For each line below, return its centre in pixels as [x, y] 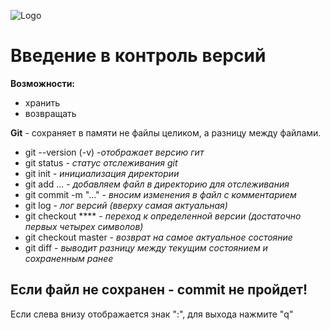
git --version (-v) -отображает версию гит [114, 152]
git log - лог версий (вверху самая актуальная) [126, 205]
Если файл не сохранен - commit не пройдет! [159, 290]
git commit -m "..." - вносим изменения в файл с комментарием [160, 194]
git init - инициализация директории [102, 173]
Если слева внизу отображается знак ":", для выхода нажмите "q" [152, 314]
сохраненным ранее [69, 258]
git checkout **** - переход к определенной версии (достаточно [163, 216]
